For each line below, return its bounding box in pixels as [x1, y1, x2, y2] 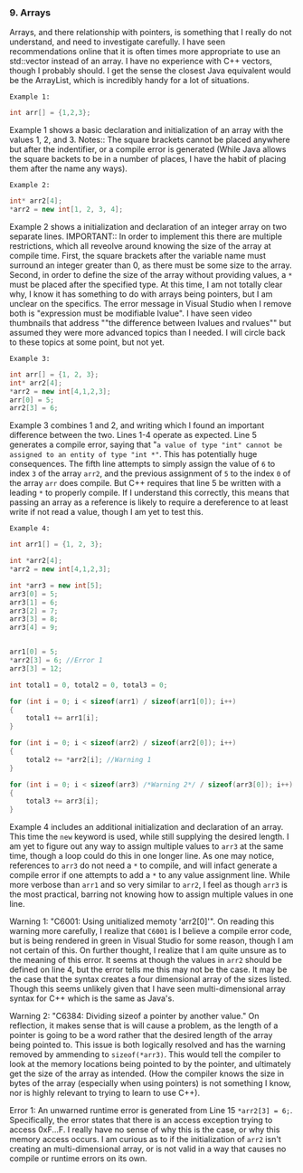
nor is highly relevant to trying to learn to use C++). [9, 1088, 201, 1099]
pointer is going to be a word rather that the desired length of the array [9, 1030, 273, 1041]
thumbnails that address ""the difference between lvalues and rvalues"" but [9, 317, 292, 328]
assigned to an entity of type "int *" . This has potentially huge [9, 449, 258, 460]
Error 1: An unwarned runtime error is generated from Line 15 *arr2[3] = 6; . [9, 1105, 293, 1116]
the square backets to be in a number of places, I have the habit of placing [9, 154, 287, 165]
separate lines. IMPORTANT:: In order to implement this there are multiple [9, 231, 283, 242]
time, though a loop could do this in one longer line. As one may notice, [9, 851, 275, 862]
